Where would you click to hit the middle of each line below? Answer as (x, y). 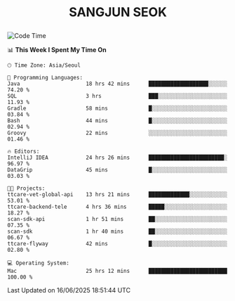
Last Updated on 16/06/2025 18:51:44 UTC (69, 290)
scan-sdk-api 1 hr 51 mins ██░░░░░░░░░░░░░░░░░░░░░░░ (117, 219)
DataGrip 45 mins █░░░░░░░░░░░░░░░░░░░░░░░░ (117, 170)
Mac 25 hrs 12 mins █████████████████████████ (117, 271)
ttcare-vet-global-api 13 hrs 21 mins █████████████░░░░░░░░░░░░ (117, 195)
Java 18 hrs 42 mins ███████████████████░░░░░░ (117, 84)
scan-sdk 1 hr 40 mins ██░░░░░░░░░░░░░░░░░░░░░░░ (117, 232)
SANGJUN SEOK (118, 12)
